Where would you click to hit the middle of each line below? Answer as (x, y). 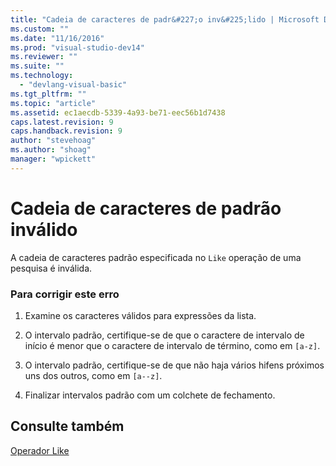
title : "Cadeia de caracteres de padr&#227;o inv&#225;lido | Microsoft (165, 19)
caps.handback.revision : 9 (66, 131)
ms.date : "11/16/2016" (57, 38)
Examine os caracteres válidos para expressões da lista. (140, 315)
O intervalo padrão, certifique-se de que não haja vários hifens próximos (174, 365)
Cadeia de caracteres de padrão (146, 208)
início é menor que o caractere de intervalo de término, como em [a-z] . (172, 345)
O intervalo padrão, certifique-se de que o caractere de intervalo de (164, 335)
